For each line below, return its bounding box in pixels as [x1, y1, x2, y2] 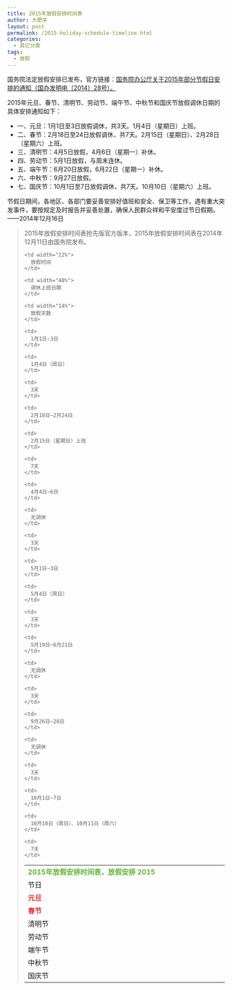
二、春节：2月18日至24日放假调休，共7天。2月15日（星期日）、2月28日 [17, 130, 220, 138]
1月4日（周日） [30, 360, 68, 367]
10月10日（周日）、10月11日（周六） [30, 820, 120, 827]
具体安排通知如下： [7, 107, 62, 115]
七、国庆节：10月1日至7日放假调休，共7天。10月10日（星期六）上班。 [17, 182, 215, 190]
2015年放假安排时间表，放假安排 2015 [27, 867, 155, 877]
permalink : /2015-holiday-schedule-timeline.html [7, 29, 153, 37]
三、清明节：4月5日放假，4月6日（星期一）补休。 [17, 147, 160, 156]
